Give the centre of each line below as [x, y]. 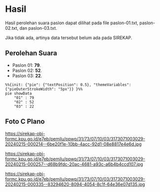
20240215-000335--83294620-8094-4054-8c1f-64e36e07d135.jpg [75, 184]
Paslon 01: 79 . [26, 65]
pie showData [19, 93]
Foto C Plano [25, 121]
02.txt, [12, 28]
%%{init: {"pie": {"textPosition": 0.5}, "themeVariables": [68, 85]
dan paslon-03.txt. [38, 28]
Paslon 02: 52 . [27, 70]
